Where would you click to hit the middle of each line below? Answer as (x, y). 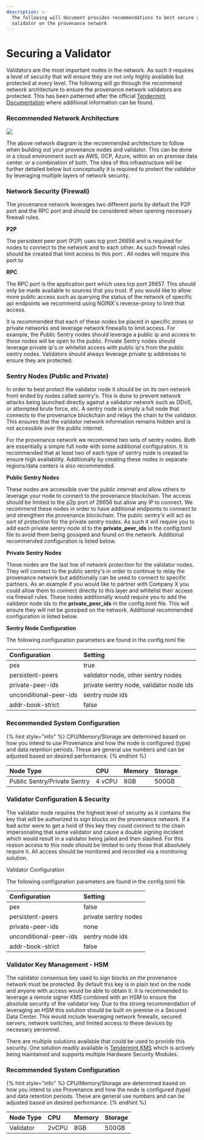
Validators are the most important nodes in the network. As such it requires (100, 70)
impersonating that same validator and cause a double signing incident (95, 832)
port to (15, 260)
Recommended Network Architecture (63, 118)
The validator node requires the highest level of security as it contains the (98, 813)
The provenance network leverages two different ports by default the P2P (99, 204)
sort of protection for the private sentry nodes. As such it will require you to (100, 522)
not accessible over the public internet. (55, 428)
